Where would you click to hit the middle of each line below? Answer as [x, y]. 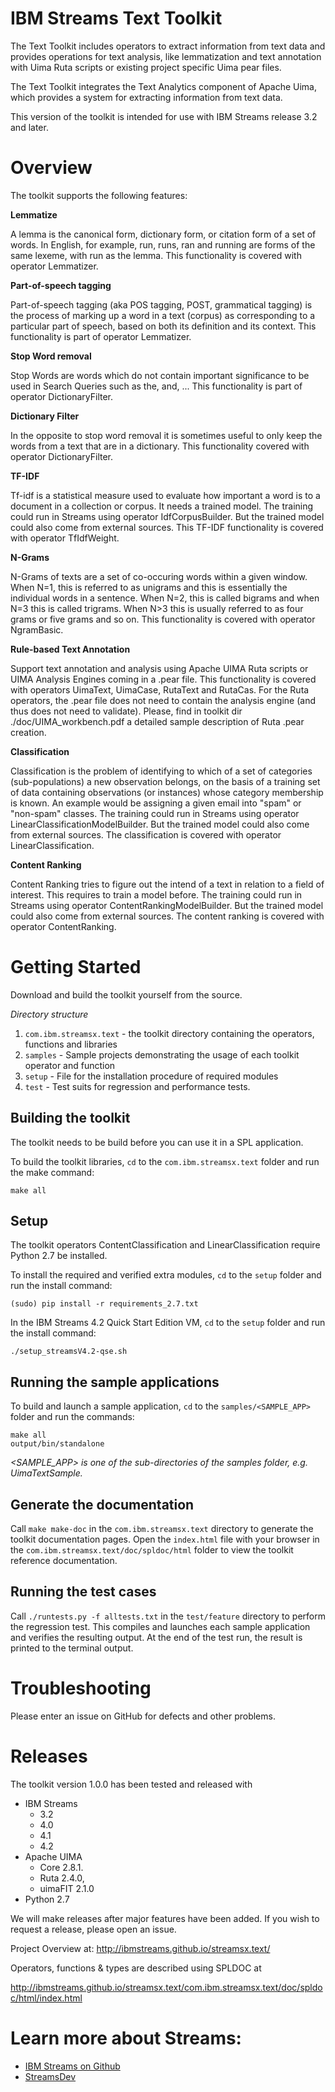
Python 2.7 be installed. [59, 1256]
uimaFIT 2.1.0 [67, 1888]
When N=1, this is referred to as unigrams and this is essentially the [149, 587]
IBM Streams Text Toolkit [116, 18]
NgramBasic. [37, 629]
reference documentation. [64, 1561]
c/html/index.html [46, 1998]
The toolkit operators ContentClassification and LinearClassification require [165, 1245]
